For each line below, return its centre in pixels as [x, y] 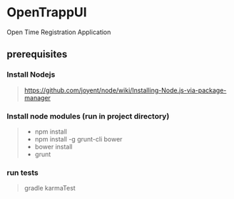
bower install [54, 146]
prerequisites [37, 54]
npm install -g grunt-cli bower [78, 139]
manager [37, 97]
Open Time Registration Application [59, 32]
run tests [22, 173]
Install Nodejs [31, 75]
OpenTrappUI [47, 12]
